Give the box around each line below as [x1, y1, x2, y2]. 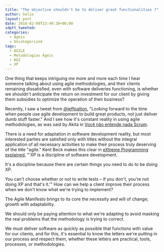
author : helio [5, 12, 34, 17]
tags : [5, 44, 16, 49]
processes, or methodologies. [5, 241, 66, 247]
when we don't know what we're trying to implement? [5, 187, 114, 193]
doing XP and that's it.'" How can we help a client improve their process [5, 181, 150, 187]
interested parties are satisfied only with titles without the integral [5, 136, 137, 142]
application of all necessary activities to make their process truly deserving [5, 141, 157, 147]
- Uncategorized [9, 39, 43, 44]
